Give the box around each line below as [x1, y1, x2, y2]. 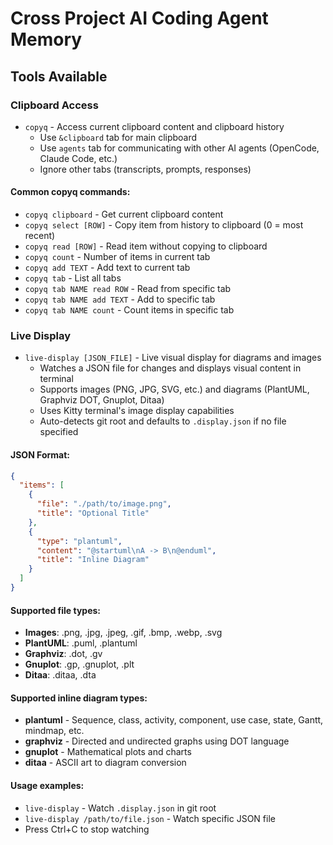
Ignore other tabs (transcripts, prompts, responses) [39, 163, 252, 175]
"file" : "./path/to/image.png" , [36, 499, 172, 509]
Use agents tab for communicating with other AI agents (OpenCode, [39, 142, 320, 154]
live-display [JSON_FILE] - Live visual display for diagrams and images [24, 352, 322, 364]
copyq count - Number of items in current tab [24, 251, 211, 263]
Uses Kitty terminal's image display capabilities [39, 405, 235, 417]
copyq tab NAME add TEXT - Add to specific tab [24, 293, 216, 306]
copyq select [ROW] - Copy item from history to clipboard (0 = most [24, 219, 304, 231]
